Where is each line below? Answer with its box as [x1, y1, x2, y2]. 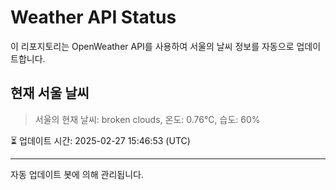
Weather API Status [10, 6, 177, 29]
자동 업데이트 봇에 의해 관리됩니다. [10, 168, 144, 180]
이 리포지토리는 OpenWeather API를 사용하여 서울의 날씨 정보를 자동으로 [10, 40, 295, 52]
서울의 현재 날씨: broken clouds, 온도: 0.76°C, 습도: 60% [34, 113, 261, 125]
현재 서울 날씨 [10, 85, 90, 102]
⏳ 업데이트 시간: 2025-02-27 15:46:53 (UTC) [10, 134, 191, 146]
